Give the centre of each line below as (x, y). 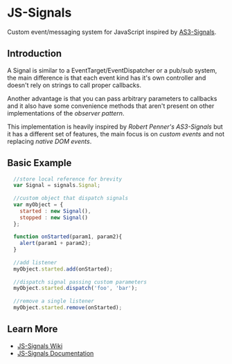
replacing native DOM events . (50, 141)
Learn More (33, 329)
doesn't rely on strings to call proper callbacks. (74, 85)
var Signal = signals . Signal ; (57, 185)
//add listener (35, 262)
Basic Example (39, 163)
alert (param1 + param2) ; (55, 244)
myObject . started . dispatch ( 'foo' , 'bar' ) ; (75, 289)
